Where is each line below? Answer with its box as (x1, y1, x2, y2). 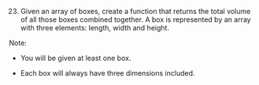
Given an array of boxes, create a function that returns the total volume (20, 7, 251, 16)
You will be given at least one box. (20, 54, 131, 62)
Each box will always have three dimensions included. (20, 69, 195, 77)
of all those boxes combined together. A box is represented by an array (20, 15, 251, 24)
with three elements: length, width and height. (20, 23, 170, 32)
